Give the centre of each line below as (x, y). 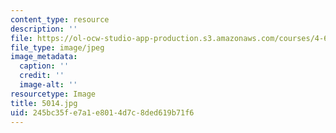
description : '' (44, 29)
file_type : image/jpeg (57, 47)
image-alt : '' (48, 85)
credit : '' (42, 76)
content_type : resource (60, 19)
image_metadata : (44, 57)
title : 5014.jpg (44, 103)
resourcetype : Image (53, 94)
